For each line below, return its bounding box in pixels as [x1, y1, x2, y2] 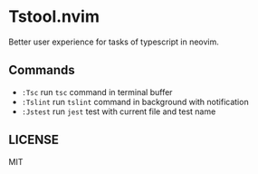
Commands [8, 63, 76, 78]
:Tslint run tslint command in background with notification [21, 96, 250, 107]
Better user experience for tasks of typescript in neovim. [8, 36, 219, 47]
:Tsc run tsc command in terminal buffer [21, 86, 173, 97]
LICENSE [8, 132, 60, 148]
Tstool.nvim [8, 6, 100, 27]
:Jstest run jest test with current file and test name [21, 106, 216, 117]
